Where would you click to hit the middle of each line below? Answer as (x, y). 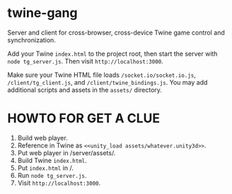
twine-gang (42, 13)
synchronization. (32, 40)
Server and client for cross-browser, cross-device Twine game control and (116, 32)
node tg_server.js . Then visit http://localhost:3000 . (86, 61)
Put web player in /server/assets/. (66, 152)
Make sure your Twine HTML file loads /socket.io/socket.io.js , (102, 75)
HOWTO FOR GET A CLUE (84, 119)
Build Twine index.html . (52, 160)
